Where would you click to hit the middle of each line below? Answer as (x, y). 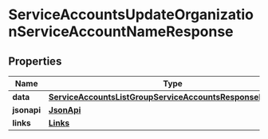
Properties (35, 61)
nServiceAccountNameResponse (121, 32)
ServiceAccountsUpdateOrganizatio (131, 15)
